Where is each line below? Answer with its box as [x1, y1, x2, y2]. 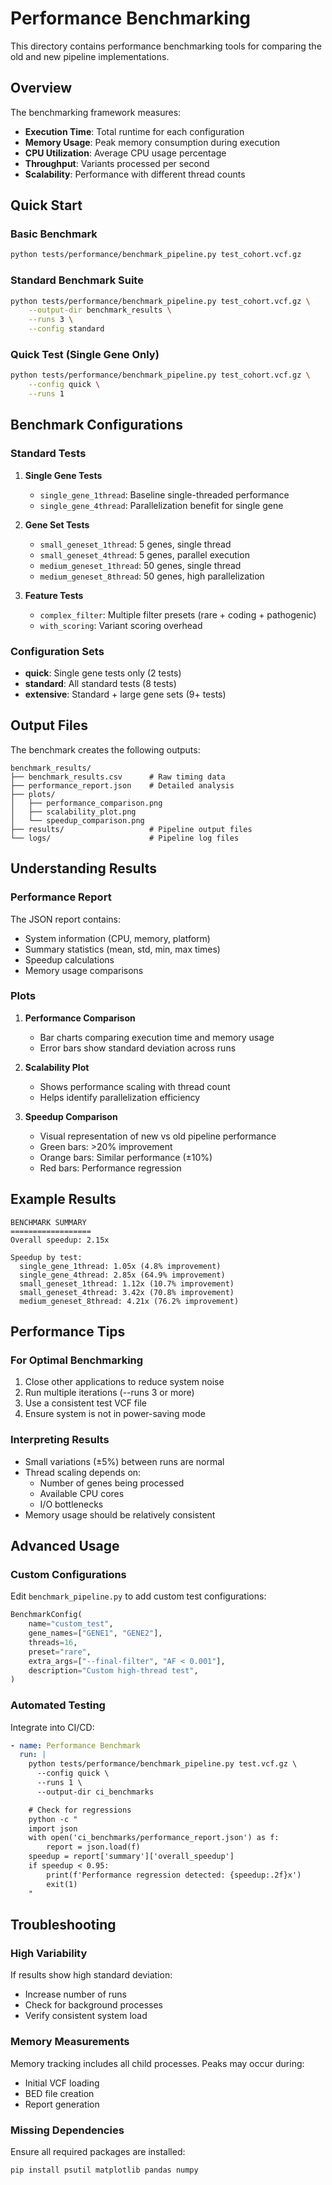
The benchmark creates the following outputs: [10, 743, 201, 756]
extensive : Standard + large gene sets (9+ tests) [24, 688, 227, 701]
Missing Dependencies [10, 2123, 125, 2137]
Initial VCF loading [24, 2077, 100, 2089]
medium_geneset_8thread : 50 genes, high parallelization [39, 570, 265, 582]
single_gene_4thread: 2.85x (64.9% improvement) [19, 1270, 226, 1280]
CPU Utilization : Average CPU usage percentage [24, 147, 227, 159]
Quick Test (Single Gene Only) [10, 348, 160, 362]
